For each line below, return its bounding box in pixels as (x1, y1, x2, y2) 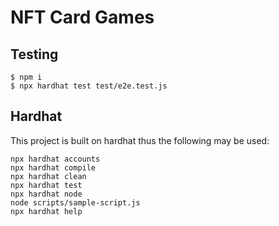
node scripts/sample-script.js (10, 197, 141, 208)
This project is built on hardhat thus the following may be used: (10, 134, 270, 146)
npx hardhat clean (10, 171, 87, 181)
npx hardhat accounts (10, 154, 101, 164)
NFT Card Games (10, 6, 155, 29)
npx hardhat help (10, 206, 83, 216)
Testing (10, 46, 59, 63)
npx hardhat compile (10, 162, 97, 173)
